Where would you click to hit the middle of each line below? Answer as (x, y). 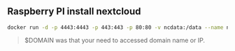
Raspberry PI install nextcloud (74, 11)
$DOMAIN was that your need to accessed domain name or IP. (114, 41)
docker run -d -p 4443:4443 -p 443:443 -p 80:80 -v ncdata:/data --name (115, 27)
